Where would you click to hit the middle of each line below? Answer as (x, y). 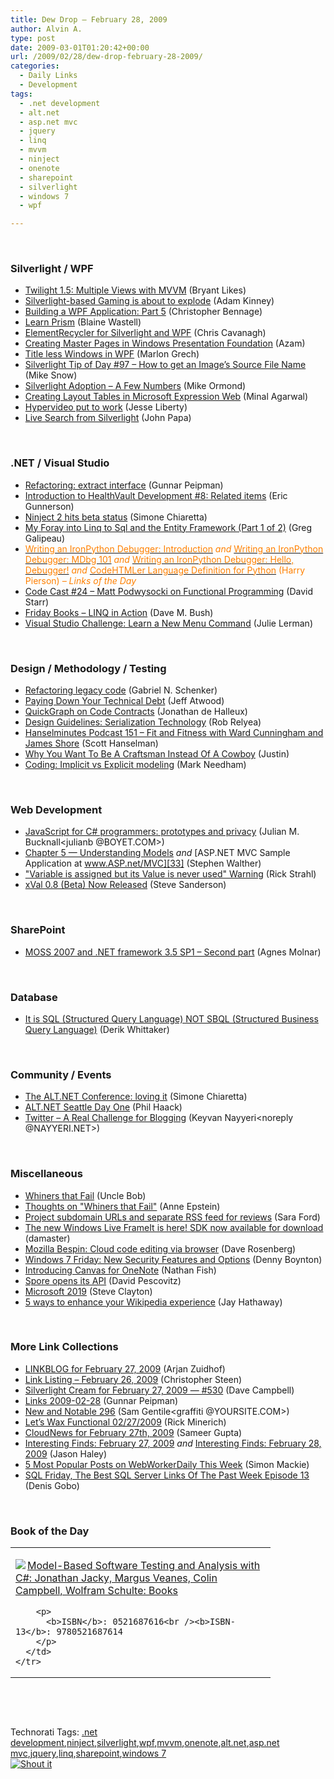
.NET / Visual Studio (60, 463)
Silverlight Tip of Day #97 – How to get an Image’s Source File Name (165, 365)
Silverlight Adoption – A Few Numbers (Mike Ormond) (135, 386)
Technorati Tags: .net (54, 1732)
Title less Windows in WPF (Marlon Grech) (112, 354)
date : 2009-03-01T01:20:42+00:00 (80, 47)
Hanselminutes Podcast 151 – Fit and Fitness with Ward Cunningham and (174, 733)
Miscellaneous (46, 1174)
